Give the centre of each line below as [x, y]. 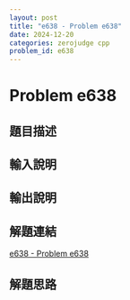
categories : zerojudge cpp [60, 43]
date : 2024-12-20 [42, 34]
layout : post [34, 18]
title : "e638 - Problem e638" [66, 26]
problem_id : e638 [42, 51]
